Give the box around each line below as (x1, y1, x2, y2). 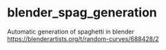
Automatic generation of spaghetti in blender (7, 27, 134, 36)
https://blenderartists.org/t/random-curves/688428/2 (7, 34, 160, 42)
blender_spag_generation (7, 5, 157, 21)
